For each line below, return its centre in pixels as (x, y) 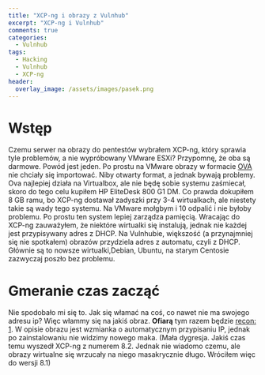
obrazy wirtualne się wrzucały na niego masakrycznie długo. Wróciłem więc (132, 354)
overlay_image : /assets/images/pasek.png (85, 89)
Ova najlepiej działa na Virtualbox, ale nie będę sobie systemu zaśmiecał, (127, 183)
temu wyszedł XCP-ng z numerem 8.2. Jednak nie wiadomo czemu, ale (125, 346)
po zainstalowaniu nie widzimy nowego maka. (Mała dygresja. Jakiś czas (127, 338)
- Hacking (31, 60)
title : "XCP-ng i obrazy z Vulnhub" (68, 15)
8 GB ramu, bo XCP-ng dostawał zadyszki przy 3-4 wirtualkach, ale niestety (132, 200)
